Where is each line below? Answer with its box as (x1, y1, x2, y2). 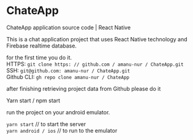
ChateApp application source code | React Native (6, 24, 131, 31)
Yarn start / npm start (6, 97, 60, 104)
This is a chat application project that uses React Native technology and (6, 35, 188, 43)
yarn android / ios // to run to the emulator (6, 127, 118, 134)
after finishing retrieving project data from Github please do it (6, 85, 161, 92)
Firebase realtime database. (6, 42, 77, 49)
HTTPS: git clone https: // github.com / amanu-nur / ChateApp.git (6, 60, 184, 68)
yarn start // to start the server (6, 120, 86, 128)
